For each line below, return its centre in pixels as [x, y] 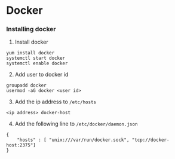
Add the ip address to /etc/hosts [56, 102]
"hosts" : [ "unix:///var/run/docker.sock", [73, 140]
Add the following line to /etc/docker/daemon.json [76, 124]
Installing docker [31, 29]
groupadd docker [26, 85]
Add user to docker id [42, 75]
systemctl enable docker [37, 63]
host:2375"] [21, 145]
